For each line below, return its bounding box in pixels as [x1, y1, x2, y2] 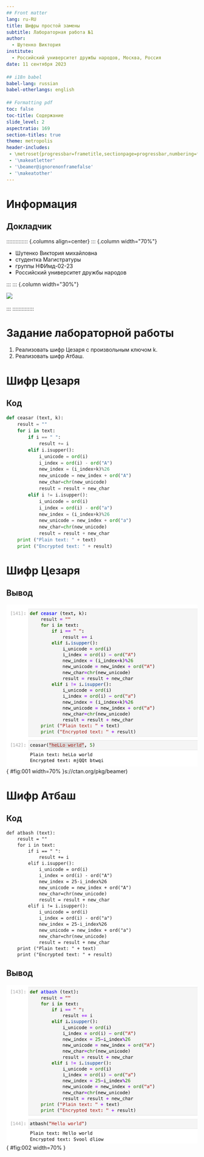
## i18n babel [6, 74, 42, 80]
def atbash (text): [6, 830, 56, 836]
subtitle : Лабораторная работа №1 [6, 29, 94, 35]
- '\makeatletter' [8, 158, 56, 164]
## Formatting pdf [6, 100, 53, 106]
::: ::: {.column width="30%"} [6, 280, 79, 288]
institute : [6, 49, 34, 55]
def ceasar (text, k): [6, 415, 64, 421]
